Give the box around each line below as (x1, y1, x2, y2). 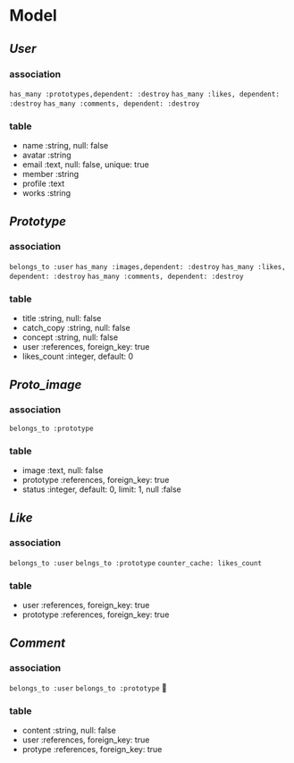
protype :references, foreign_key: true (21, 744, 163, 755)
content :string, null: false (21, 725, 116, 736)
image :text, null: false (21, 465, 104, 476)
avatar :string (21, 149, 71, 161)
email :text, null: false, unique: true (21, 159, 149, 170)
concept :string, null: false (21, 332, 119, 343)
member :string (21, 169, 80, 180)
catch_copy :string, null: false (21, 323, 131, 334)
